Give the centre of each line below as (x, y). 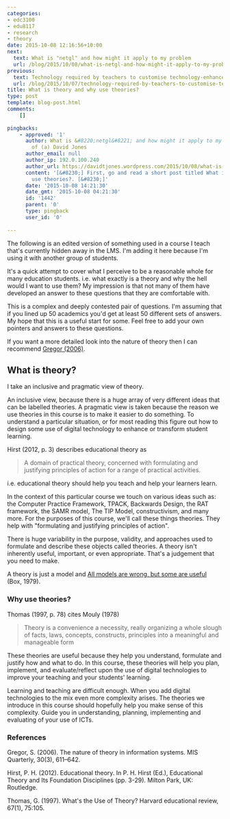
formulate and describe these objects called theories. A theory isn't (102, 546)
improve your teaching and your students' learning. (79, 677)
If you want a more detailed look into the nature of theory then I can (102, 341)
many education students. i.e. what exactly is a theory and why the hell (107, 278)
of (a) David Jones (60, 147)
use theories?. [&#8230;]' (70, 179)
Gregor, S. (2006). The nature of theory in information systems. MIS (103, 752)
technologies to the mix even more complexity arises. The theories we (106, 698)
